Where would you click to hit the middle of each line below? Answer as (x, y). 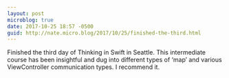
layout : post (26, 13)
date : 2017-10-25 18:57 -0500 (51, 26)
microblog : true (30, 20)
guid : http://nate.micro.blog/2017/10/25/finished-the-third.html (104, 33)
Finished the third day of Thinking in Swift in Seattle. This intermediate (107, 52)
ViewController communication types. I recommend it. (84, 67)
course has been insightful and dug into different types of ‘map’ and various (115, 60)
